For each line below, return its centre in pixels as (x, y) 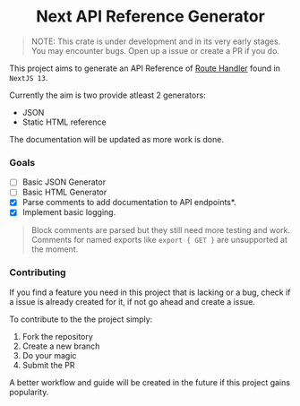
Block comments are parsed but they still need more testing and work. (161, 230)
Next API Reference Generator (150, 17)
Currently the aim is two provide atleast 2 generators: (107, 95)
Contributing (38, 272)
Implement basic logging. (69, 212)
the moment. (55, 249)
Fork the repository (58, 336)
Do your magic (49, 355)
